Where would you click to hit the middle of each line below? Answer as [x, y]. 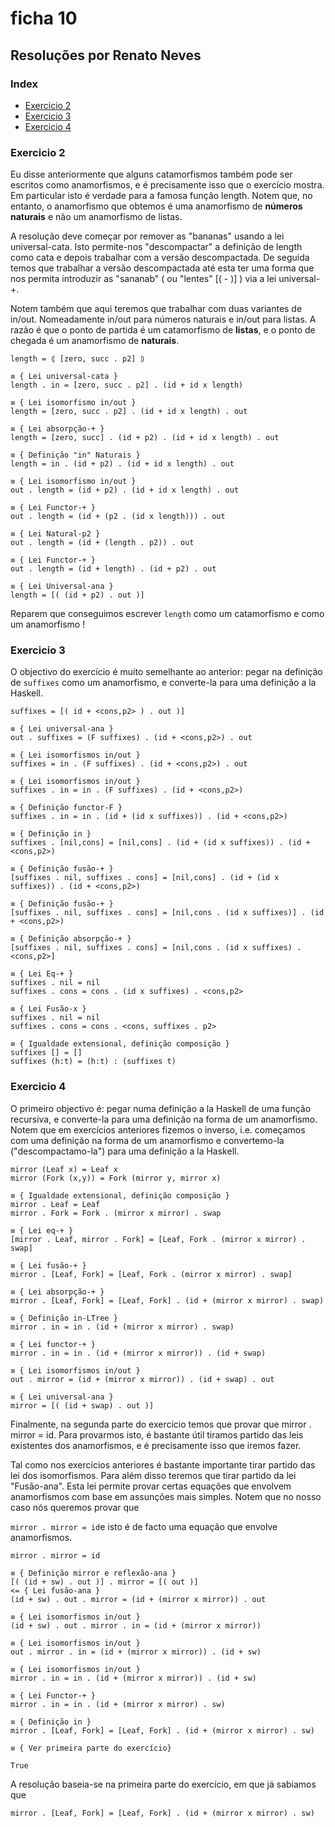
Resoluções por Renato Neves [106, 55]
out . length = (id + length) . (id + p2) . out [113, 569]
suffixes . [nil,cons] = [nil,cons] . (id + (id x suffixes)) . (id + [160, 843]
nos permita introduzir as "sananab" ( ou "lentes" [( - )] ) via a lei [143, 279]
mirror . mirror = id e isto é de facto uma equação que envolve [144, 1526]
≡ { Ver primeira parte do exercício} [91, 1748]
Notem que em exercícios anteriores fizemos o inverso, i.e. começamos [158, 1129]
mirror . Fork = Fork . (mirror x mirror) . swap [116, 1213]
